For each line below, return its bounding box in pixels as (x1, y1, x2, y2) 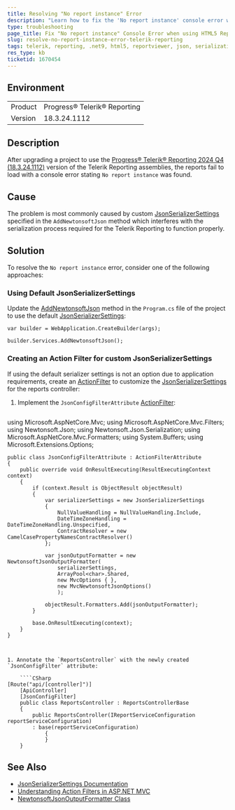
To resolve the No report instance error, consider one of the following (7, 264, 210, 271)
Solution (7, 245, 45, 257)
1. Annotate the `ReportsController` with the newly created (7, 656, 190, 663)
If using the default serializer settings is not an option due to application (7, 370, 214, 378)
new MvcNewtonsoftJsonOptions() (57, 583, 152, 590)
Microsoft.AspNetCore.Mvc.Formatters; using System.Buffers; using (7, 433, 204, 441)
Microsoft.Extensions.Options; (7, 440, 94, 449)
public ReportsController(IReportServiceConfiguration (32, 711, 196, 719)
